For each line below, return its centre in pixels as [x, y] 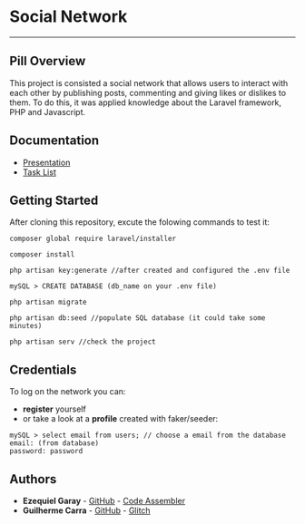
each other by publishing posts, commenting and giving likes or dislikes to [148, 92]
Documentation [54, 141]
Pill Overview [48, 61]
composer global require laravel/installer [93, 239]
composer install [42, 255]
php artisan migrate [49, 302]
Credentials [43, 369]
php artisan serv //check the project [83, 342]
